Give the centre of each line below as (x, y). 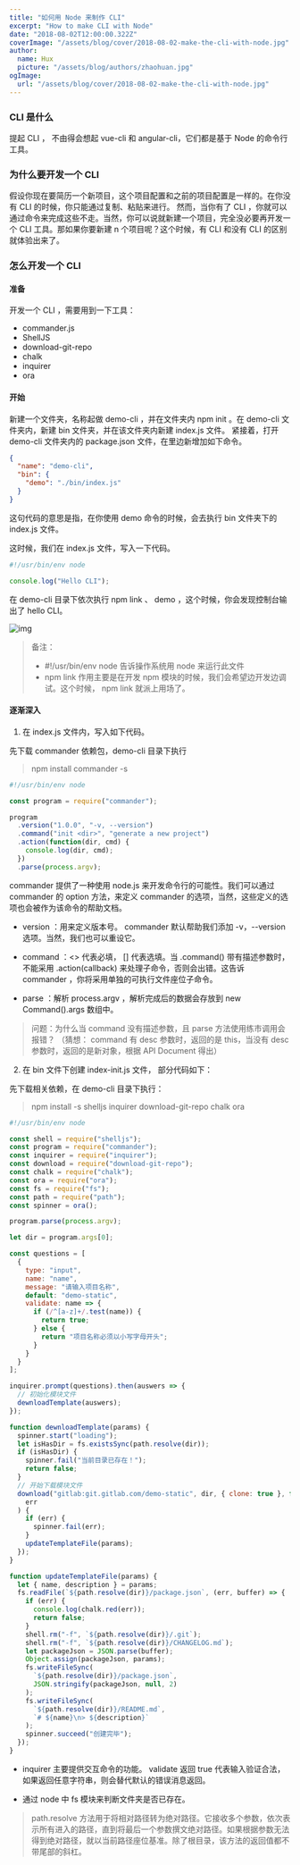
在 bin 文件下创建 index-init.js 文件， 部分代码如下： (117, 1070)
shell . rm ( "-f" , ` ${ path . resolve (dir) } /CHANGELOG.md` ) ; (129, 1642)
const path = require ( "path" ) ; (67, 1197)
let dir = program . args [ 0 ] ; (62, 1238)
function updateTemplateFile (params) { (83, 1576)
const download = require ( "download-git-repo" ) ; (101, 1164)
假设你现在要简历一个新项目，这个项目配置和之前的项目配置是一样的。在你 (146, 196)
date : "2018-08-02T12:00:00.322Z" (74, 34)
